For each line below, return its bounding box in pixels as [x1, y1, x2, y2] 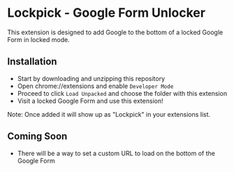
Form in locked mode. [7, 35, 70, 43]
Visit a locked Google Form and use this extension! [17, 96, 163, 105]
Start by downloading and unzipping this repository [17, 74, 166, 83]
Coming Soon [7, 131, 68, 143]
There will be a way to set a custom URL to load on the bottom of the [17, 149, 215, 157]
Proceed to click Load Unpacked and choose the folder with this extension [17, 89, 228, 97]
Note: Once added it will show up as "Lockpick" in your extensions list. [7, 110, 211, 118]
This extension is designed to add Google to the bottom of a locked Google [7, 28, 224, 36]
